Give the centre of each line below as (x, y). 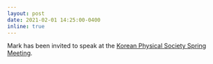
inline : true (26, 26)
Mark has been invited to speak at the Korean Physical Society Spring (107, 46)
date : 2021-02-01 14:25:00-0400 (54, 20)
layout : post (26, 13)
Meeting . (20, 53)
